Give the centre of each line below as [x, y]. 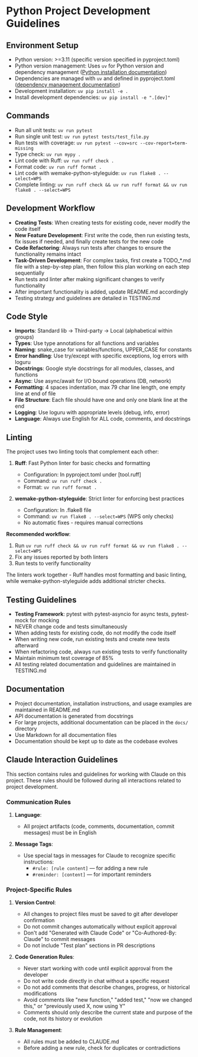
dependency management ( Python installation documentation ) [91, 72]
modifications [40, 994]
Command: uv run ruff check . [63, 481]
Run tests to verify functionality [53, 563]
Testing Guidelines [41, 600]
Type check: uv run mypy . [48, 154]
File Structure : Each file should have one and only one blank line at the [101, 400]
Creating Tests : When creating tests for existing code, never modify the [102, 223]
